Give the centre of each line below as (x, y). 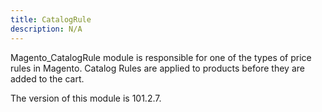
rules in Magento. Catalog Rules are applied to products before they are (157, 68)
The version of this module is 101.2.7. (86, 98)
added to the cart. (47, 78)
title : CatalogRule (51, 19)
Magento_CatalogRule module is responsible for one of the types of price (161, 57)
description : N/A (46, 29)
